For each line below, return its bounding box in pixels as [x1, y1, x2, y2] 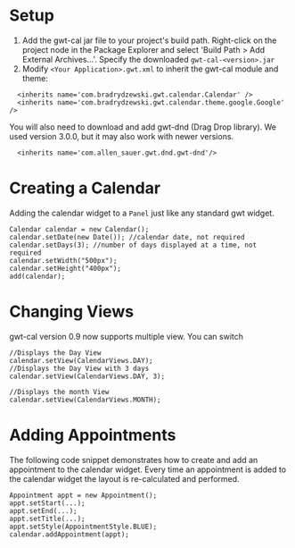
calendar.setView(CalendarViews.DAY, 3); [9, 372, 166, 381]
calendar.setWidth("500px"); [9, 256, 118, 265]
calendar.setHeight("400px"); [9, 264, 122, 273]
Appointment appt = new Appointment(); [9, 491, 158, 500]
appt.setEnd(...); [9, 506, 78, 515]
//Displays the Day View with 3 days [9, 364, 150, 373]
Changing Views [9, 301, 135, 322]
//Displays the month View [9, 387, 110, 396]
